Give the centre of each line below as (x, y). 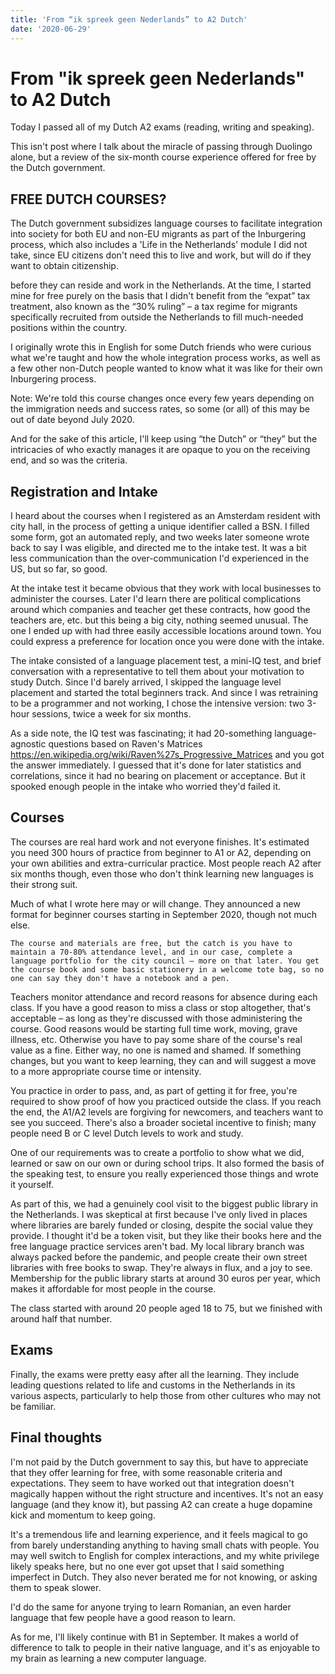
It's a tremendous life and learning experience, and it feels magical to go (159, 1534)
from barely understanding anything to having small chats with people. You (165, 1545)
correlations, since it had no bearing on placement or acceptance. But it (158, 776)
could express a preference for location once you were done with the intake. (167, 642)
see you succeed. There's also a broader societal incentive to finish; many (163, 1122)
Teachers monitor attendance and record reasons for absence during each (164, 997)
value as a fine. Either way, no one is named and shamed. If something (156, 1050)
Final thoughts (56, 1437)
